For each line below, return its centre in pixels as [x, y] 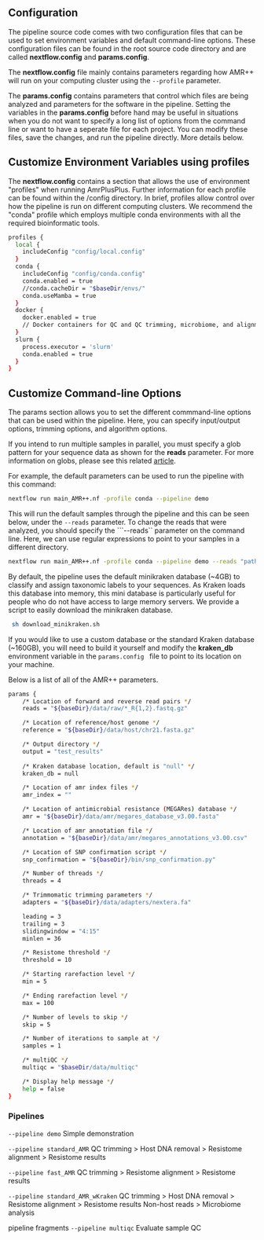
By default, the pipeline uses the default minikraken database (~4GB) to [124, 576]
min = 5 [35, 981]
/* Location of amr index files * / [81, 788]
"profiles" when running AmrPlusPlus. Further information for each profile [127, 189]
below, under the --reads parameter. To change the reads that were [117, 522]
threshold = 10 [47, 960]
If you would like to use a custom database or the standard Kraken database [132, 639]
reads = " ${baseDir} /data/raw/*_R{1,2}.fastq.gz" [105, 709]
